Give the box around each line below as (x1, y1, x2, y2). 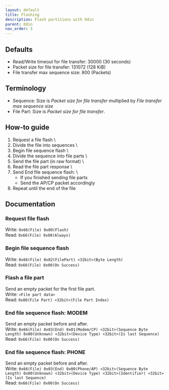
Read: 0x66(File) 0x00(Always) (5, 232, 71, 238)
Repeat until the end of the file (12, 185, 76, 191)
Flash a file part (5, 274, 45, 281)
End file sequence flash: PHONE (5, 349, 86, 356)
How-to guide (5, 123, 50, 132)
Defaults (5, 45, 33, 54)
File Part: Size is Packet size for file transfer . (12, 108, 105, 114)
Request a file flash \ (12, 137, 56, 143)
